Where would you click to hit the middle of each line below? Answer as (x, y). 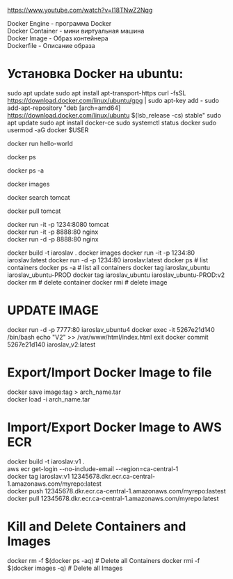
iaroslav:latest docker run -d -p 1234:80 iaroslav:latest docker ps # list (108, 260)
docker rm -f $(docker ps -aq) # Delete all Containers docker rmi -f (104, 560)
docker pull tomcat (34, 211)
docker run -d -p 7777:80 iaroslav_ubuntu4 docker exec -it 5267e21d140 (111, 329)
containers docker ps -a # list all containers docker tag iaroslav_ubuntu (109, 267)
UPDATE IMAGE (53, 311)
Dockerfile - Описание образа (51, 46)
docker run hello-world (40, 143)
